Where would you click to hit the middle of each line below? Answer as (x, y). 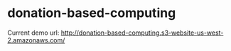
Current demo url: (33, 33)
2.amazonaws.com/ (36, 40)
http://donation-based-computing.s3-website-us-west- (142, 33)
